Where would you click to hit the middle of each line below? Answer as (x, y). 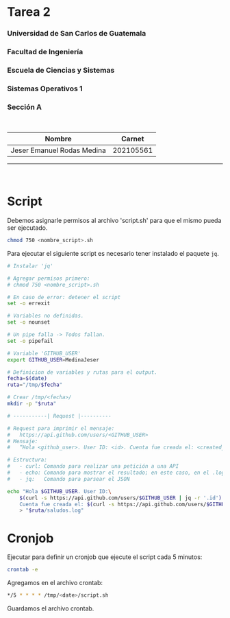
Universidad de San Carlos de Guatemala (77, 34)
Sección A (25, 107)
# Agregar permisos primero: (49, 278)
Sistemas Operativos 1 (45, 88)
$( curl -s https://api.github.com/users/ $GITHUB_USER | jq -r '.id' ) (121, 498)
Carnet (132, 139)
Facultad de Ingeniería (45, 52)
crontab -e (23, 570)
